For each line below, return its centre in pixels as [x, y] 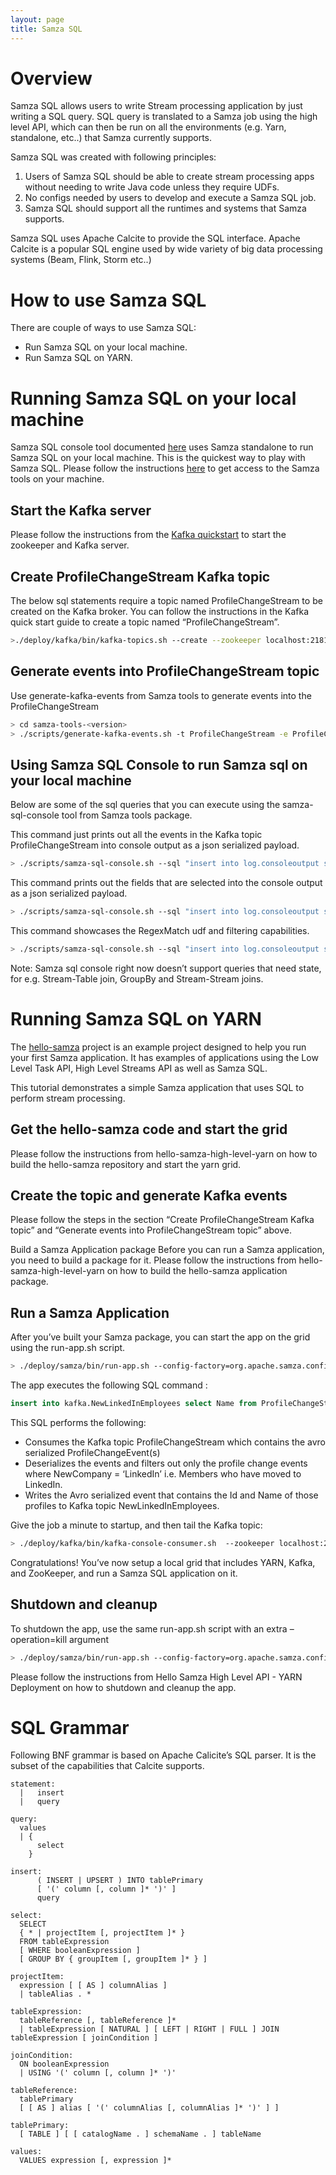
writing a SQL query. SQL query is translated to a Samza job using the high [164, 117]
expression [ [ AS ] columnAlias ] [93, 1986]
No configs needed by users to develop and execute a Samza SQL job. [170, 198]
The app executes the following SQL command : [109, 1385]
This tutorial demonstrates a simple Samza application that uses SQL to [157, 1087]
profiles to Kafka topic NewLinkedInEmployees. [122, 1505]
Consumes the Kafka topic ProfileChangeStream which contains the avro [175, 1442]
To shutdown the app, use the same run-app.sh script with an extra [149, 1628]
